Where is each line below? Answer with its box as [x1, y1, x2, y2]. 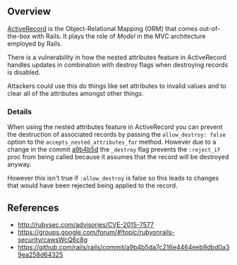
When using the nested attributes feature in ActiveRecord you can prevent [7, 123, 224, 131]
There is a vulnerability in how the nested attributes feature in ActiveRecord [7, 53, 227, 61]
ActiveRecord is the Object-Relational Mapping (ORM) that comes [7, 24, 198, 32]
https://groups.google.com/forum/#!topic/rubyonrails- [17, 228, 175, 236]
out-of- [199, 24, 221, 32]
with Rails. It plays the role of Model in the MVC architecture [31, 32, 206, 40]
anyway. [7, 160, 32, 168]
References [7, 202, 59, 214]
